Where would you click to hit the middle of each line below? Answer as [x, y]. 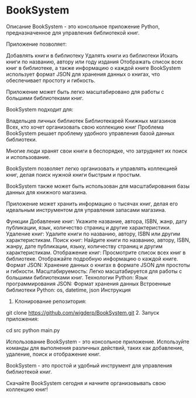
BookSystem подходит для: [40, 109]
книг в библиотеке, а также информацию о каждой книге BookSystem [94, 68]
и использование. [28, 157]
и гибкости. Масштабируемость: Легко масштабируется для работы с [94, 271]
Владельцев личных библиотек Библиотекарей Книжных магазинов [91, 120]
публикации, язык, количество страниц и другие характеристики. [89, 227]
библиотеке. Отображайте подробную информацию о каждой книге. [92, 258]
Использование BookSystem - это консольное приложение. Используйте [98, 342]
